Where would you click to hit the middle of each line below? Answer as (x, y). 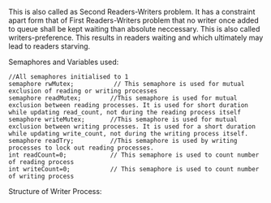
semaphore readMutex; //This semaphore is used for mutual (123, 98)
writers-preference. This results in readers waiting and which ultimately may (136, 37)
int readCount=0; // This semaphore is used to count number (134, 155)
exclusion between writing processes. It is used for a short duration (132, 127)
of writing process (41, 176)
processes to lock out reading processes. (81, 148)
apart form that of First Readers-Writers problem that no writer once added (134, 20)
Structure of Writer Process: (55, 191)
